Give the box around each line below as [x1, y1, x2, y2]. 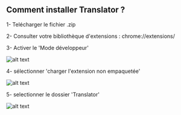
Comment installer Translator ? [6, 5, 125, 15]
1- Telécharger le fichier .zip [6, 20, 76, 28]
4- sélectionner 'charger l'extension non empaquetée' [6, 67, 141, 75]
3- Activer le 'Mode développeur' [6, 44, 89, 51]
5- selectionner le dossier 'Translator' [6, 90, 100, 98]
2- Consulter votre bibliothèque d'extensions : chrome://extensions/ [6, 33, 176, 40]
